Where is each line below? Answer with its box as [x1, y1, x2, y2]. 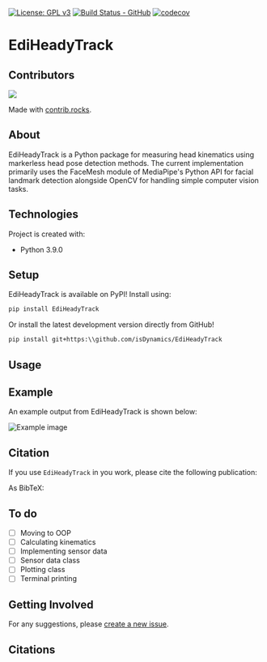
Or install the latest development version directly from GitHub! [8, 320, 214, 329]
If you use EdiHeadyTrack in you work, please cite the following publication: [8, 468, 257, 477]
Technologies [8, 207, 79, 222]
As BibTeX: [8, 483, 44, 493]
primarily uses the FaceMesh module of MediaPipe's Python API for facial [8, 167, 254, 176]
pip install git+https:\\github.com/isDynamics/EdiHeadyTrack [8, 336, 222, 344]
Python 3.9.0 [19, 244, 63, 254]
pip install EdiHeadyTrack [8, 305, 100, 313]
